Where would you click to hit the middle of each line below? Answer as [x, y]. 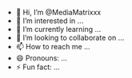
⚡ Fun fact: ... [38, 67]
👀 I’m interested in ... [50, 21]
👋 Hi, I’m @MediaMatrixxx [58, 12]
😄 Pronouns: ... [42, 58]
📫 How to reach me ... [53, 47]
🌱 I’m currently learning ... [58, 29]
